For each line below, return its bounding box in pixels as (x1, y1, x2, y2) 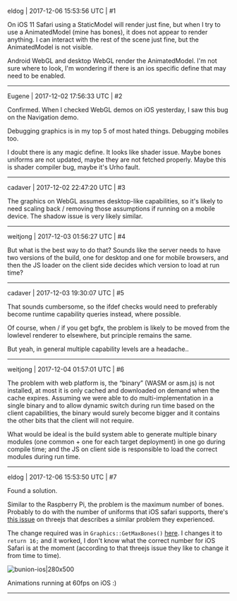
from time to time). (7, 552, 61, 559)
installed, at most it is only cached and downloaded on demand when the (7, 386, 220, 395)
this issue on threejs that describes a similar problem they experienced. (7, 516, 215, 523)
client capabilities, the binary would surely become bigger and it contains (7, 409, 220, 417)
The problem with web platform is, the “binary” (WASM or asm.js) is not (7, 379, 215, 387)
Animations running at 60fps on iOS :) (7, 579, 117, 587)
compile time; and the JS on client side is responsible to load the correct (7, 445, 218, 453)
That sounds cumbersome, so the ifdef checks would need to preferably (7, 302, 218, 311)
